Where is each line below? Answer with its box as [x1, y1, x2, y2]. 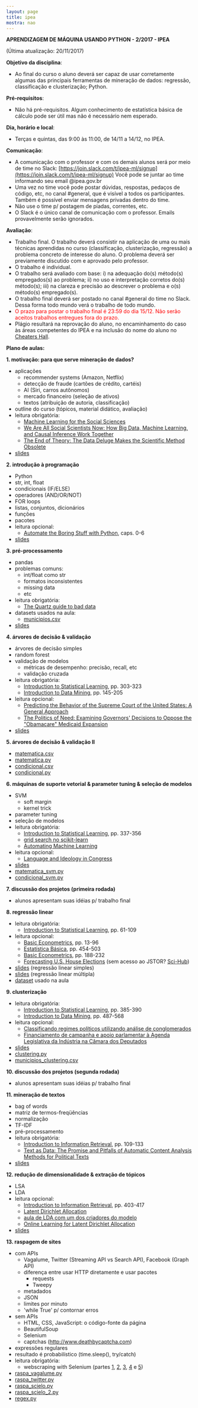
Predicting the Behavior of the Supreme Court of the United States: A [23, 702, 193, 709]
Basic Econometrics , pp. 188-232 [23, 952, 105, 959]
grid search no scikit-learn [23, 836, 88, 844]
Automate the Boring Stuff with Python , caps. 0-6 [23, 529, 145, 536]
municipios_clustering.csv [14, 1057, 79, 1064]
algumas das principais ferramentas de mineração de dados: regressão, [14, 77, 191, 84]
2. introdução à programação [6, 461, 79, 468]
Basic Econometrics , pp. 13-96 [23, 939, 99, 946]
